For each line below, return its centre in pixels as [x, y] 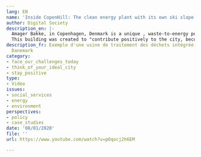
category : [19, 56]
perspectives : [24, 112]
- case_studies [25, 123]
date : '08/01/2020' [31, 128]
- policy [17, 117]
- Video [16, 84]
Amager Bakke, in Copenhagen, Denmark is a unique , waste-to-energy [100, 34]
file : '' [17, 134]
